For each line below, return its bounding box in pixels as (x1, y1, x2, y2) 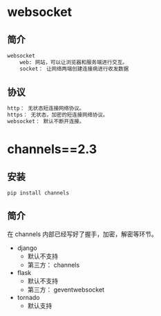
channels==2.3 (7, 142, 97, 157)
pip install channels (7, 190, 70, 197)
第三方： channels (27, 260, 80, 269)
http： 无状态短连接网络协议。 (7, 105, 85, 112)
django (17, 244, 37, 252)
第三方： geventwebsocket (27, 285, 105, 294)
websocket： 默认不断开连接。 (7, 118, 85, 125)
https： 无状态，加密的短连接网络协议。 (7, 112, 108, 119)
